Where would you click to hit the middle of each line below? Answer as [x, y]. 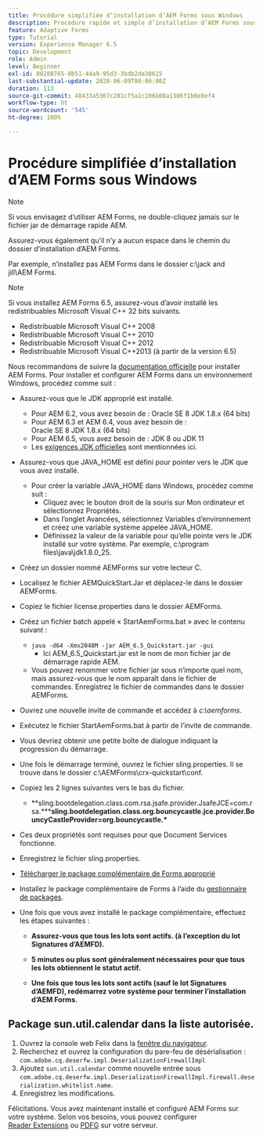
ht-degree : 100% [34, 118]
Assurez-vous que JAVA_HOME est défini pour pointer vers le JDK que [134, 462]
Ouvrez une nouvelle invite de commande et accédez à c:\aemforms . [131, 710]
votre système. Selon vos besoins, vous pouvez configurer [103, 1117]
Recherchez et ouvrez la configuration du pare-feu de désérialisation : [133, 1051]
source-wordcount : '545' [49, 111]
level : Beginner [34, 67]
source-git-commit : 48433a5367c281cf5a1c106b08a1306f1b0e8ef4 [112, 96]
